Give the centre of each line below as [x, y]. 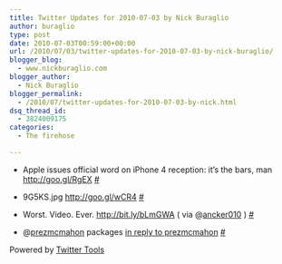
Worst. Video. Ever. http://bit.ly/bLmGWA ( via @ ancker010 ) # [138, 214]
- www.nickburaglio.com [62, 69]
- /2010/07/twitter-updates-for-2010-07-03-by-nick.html [127, 102]
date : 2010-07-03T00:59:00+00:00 [73, 43]
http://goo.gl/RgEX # [61, 179]
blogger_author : [40, 77]
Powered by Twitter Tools [57, 249]
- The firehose [46, 136]
